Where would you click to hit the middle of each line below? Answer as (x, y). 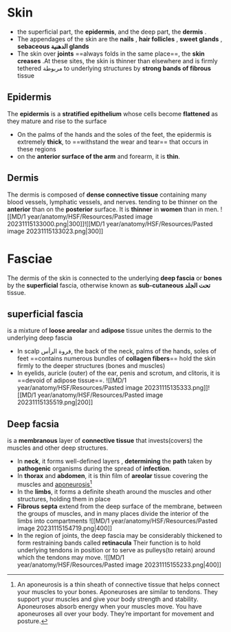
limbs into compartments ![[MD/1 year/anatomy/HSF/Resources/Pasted (117, 521)
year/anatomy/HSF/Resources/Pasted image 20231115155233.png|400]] (119, 565)
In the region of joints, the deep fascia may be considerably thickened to (120, 535)
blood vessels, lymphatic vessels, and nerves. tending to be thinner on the (112, 201)
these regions (36, 149)
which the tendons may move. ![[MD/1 (71, 557)
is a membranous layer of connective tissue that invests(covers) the (105, 441)
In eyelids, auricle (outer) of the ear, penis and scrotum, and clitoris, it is (119, 373)
